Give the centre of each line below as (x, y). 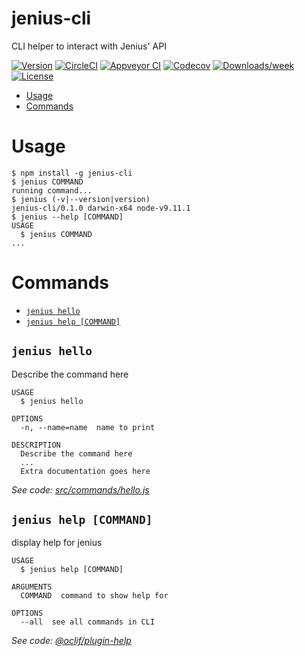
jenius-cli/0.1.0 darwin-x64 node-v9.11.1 (101, 208)
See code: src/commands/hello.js (80, 489)
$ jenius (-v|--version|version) (81, 199)
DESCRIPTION (36, 445)
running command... (52, 190)
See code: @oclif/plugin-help (71, 641)
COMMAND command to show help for (94, 596)
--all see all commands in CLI (88, 622)
